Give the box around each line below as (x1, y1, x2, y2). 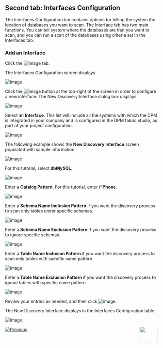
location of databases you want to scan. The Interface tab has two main (5, 22, 149, 28)
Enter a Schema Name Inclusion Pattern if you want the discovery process (5, 203, 155, 209)
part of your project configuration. (5, 123, 73, 129)
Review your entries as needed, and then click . (5, 299, 117, 304)
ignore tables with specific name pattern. (5, 280, 87, 286)
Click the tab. (5, 61, 50, 66)
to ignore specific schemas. (5, 232, 61, 238)
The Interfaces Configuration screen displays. (5, 70, 97, 76)
